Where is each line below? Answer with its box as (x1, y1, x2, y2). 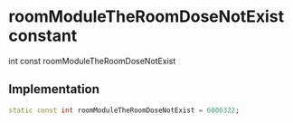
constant (8, 25, 78, 46)
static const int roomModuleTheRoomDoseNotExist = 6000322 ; (8, 106, 241, 115)
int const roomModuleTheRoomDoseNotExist (8, 55, 176, 66)
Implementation (8, 81, 100, 97)
